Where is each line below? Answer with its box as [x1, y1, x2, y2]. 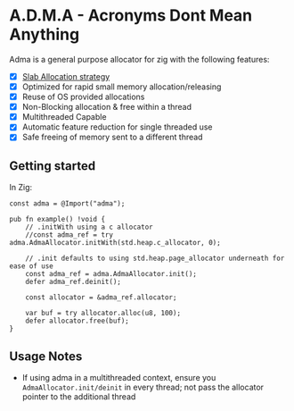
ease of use [9, 262, 53, 271]
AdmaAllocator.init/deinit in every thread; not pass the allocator [21, 382, 265, 392]
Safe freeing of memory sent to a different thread [21, 131, 203, 143]
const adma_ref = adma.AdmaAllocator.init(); [25, 270, 198, 279]
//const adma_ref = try [25, 231, 114, 239]
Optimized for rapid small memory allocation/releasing [21, 81, 222, 92]
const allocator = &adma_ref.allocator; [25, 293, 177, 302]
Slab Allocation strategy [21, 71, 110, 81]
